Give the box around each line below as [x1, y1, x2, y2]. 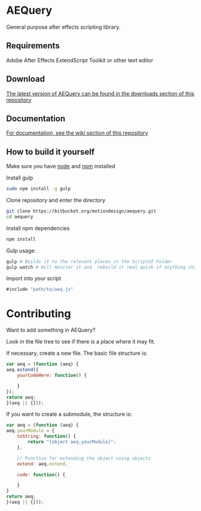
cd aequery [6, 214, 33, 220]
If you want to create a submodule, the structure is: [6, 410, 133, 418]
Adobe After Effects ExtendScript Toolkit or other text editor [6, 56, 154, 63]
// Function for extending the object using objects [17, 455, 151, 461]
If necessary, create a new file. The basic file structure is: [6, 349, 148, 357]
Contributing [6, 306, 71, 320]
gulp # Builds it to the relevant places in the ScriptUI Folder [6, 258, 172, 264]
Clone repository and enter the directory [6, 197, 106, 204]
